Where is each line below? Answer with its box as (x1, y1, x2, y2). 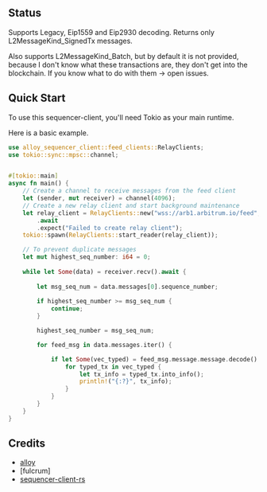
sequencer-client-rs (19, 474, 86, 484)
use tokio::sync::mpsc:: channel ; (8, 150, 119, 158)
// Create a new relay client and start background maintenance (22, 201, 240, 209)
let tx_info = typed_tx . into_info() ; (79, 370, 204, 378)
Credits (8, 437, 46, 451)
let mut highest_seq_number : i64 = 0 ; (22, 253, 151, 261)
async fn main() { (8, 179, 69, 188)
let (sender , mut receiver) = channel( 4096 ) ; (22, 194, 176, 202)
